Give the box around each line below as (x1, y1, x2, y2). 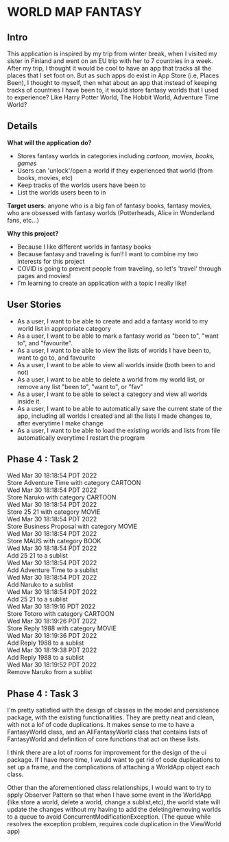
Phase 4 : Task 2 (7, 454, 79, 465)
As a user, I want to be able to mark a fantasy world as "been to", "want (16, 332, 219, 340)
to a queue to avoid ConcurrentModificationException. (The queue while (7, 813, 211, 821)
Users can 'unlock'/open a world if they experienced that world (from (16, 166, 213, 175)
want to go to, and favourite (16, 354, 96, 362)
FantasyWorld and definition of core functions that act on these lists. (7, 735, 201, 743)
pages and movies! (16, 271, 71, 280)
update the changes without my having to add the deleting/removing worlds (7, 806, 221, 814)
